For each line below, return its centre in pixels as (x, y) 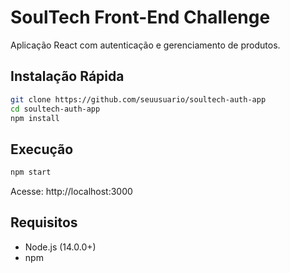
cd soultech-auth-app (55, 109)
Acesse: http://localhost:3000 (71, 192)
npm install (35, 118)
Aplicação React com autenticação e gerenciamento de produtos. (145, 45)
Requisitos (44, 222)
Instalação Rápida (67, 76)
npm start (31, 172)
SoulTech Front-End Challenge (140, 17)
